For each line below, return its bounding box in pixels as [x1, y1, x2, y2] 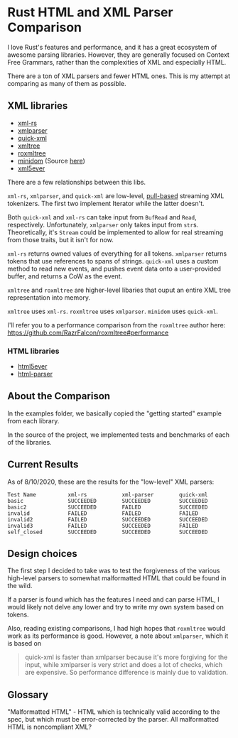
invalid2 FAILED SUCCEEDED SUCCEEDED [7, 516, 208, 523]
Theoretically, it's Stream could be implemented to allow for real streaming [7, 228, 224, 237]
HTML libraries [7, 346, 60, 356]
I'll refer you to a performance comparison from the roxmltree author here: [7, 320, 226, 329]
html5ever [17, 362, 48, 371]
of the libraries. [7, 438, 52, 446]
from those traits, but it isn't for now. [7, 235, 114, 244]
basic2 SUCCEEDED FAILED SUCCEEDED [7, 504, 208, 511]
